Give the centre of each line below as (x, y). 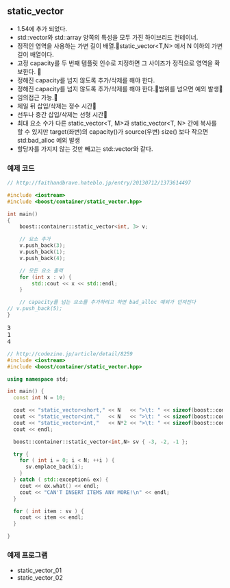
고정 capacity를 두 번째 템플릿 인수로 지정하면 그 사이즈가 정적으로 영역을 (115, 63)
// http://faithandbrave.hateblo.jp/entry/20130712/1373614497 (99, 183)
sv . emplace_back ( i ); (54, 467)
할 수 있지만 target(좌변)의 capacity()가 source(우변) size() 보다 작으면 (113, 131)
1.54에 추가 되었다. (42, 28)
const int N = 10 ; (40, 398)
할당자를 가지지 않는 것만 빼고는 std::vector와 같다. (85, 149)
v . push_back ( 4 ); (43, 258)
